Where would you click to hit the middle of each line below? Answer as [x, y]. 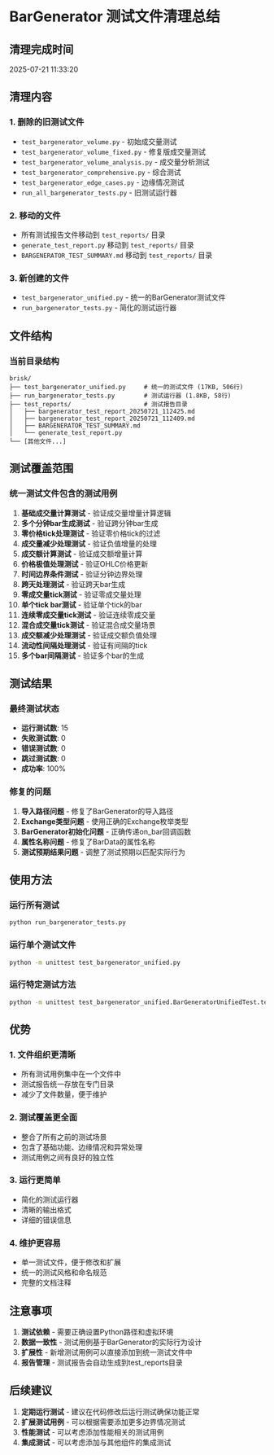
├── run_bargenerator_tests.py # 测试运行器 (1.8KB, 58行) [120, 396]
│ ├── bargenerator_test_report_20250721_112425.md [102, 411]
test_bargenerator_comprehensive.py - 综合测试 [101, 172]
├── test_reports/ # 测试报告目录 [98, 404]
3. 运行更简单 [35, 1180]
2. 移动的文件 [35, 215]
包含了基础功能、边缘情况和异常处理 [82, 1147]
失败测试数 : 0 [43, 738]
